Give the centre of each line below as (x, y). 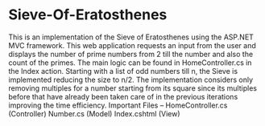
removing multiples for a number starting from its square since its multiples (133, 88)
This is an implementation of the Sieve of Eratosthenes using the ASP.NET (131, 37)
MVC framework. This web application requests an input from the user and (132, 45)
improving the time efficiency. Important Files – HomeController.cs (118, 105)
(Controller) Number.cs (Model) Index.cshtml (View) (94, 113)
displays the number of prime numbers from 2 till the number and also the (131, 54)
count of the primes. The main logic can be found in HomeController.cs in (130, 63)
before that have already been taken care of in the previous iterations (123, 96)
